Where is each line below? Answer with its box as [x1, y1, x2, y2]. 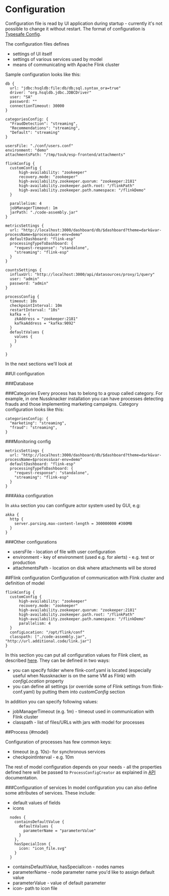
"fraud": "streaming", [10, 425, 58, 430]
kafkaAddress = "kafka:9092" [14, 320, 76, 326]
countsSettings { [5, 267, 42, 272]
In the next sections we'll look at [5, 361, 72, 367]
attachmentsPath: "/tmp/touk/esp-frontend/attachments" [5, 152, 125, 157]
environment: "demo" [5, 148, 49, 153]
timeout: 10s [10, 298, 37, 304]
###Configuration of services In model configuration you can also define [5, 784, 157, 791]
